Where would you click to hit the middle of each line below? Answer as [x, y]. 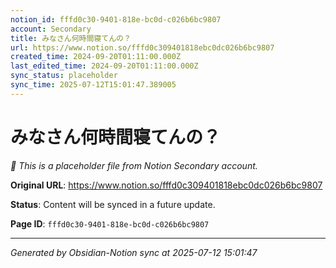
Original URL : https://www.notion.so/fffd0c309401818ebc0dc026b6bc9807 [166, 185]
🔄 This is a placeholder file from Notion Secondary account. [134, 165]
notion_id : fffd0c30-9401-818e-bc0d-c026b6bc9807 [116, 19]
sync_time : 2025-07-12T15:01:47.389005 [93, 85]
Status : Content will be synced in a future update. [113, 204]
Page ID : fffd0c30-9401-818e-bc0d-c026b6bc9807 [110, 223]
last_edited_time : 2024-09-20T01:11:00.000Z [104, 66]
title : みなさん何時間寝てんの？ [71, 38]
